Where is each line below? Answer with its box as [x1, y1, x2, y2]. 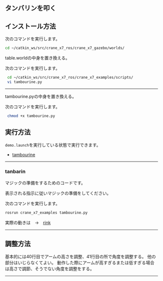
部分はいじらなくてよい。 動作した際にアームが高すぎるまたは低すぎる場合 [5, 260, 155, 265]
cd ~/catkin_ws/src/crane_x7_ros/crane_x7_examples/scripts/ [7, 75, 133, 80]
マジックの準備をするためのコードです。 [5, 180, 86, 185]
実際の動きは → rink [5, 219, 51, 225]
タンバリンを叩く [5, 4, 56, 13]
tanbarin [5, 168, 26, 175]
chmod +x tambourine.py [7, 113, 55, 118]
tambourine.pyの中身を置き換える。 [5, 93, 77, 99]
